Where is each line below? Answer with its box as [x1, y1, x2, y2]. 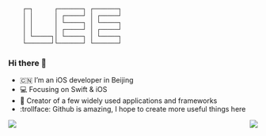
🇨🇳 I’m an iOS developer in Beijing [19, 75, 134, 85]
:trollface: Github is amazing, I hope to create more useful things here [19, 105, 246, 114]
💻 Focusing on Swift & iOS [19, 85, 108, 94]
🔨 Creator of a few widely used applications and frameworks [19, 96, 218, 105]
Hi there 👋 [8, 57, 47, 68]
